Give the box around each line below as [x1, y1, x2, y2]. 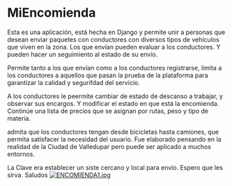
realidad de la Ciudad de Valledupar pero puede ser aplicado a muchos [7, 142, 211, 150]
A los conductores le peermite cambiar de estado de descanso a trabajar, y [7, 92, 223, 100]
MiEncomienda [7, 5, 96, 21]
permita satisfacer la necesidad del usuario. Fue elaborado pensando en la [7, 134, 222, 144]
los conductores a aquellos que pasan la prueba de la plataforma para [7, 71, 208, 79]
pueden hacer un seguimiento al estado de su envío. [7, 50, 158, 59]
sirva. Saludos [7, 171, 48, 179]
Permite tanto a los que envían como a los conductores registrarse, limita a [7, 63, 222, 72]
